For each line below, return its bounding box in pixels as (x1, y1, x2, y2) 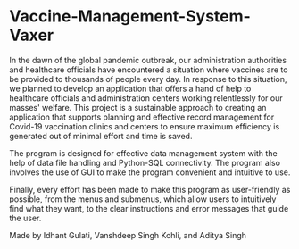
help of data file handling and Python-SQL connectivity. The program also (9, 157, 281, 168)
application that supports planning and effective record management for (9, 112, 275, 122)
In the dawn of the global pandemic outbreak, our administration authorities (9, 54, 287, 65)
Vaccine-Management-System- (9, 6, 252, 27)
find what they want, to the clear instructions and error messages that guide (9, 203, 289, 213)
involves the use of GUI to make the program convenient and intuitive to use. (9, 167, 291, 178)
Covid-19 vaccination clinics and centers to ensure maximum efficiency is (9, 120, 280, 131)
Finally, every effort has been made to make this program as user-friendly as (9, 184, 291, 195)
